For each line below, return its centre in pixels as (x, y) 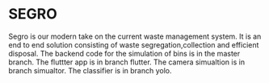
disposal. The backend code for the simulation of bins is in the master (124, 53)
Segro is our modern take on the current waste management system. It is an (135, 36)
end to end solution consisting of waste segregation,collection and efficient (134, 44)
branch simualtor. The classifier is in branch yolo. (90, 70)
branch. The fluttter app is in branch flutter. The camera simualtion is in (126, 62)
